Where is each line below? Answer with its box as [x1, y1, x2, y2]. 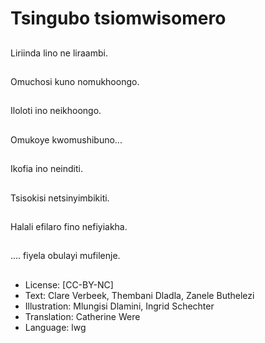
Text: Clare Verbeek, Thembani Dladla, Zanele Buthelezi [24, 289, 255, 301]
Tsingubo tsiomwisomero [10, 7, 227, 30]
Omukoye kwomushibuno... [10, 133, 123, 146]
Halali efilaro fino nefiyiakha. [10, 220, 128, 232]
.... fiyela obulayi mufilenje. [10, 250, 121, 262]
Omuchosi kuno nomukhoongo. [10, 75, 140, 87]
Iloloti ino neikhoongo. [10, 105, 102, 117]
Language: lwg [24, 321, 87, 333]
